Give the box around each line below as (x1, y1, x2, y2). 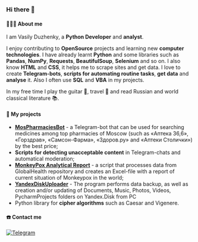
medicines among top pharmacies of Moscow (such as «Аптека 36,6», (14, 130, 189, 137)
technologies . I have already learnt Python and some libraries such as (6, 51, 180, 58)
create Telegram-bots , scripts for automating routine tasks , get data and (6, 70, 189, 77)
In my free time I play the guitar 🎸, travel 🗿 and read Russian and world (6, 88, 179, 95)
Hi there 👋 (6, 5, 36, 14)
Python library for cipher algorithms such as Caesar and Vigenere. (14, 199, 180, 207)
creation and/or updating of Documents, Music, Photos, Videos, (14, 187, 171, 194)
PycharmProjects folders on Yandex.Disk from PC (14, 193, 137, 200)
